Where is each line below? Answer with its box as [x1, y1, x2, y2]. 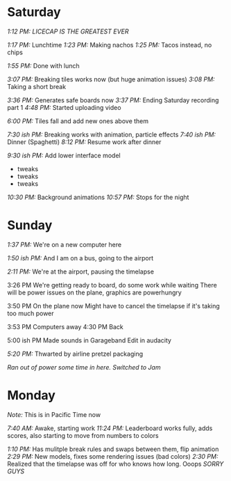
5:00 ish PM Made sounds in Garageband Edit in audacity [7, 336, 172, 345]
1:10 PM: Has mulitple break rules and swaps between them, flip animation [7, 445, 219, 453]
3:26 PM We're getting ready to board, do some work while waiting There [7, 281, 217, 289]
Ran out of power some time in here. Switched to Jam [7, 363, 161, 371]
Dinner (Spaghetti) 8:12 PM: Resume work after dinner [7, 137, 162, 146]
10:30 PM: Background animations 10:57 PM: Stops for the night [7, 193, 189, 201]
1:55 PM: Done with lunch [7, 61, 80, 70]
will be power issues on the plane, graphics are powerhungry [7, 288, 182, 297]
